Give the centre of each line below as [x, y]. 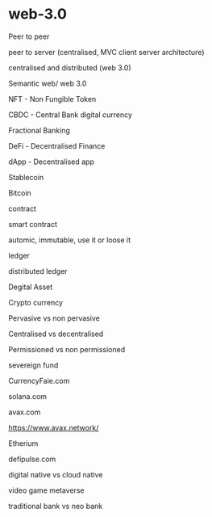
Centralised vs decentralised [56, 334]
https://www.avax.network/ [54, 427]
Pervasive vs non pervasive [54, 318]
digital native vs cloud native [56, 474]
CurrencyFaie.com [39, 380]
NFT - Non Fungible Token [52, 99]
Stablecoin [26, 177]
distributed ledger [38, 271]
